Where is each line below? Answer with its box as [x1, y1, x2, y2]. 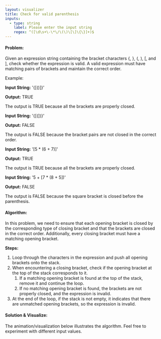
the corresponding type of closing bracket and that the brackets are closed [5, 225, 155, 231]
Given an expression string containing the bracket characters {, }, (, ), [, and [5, 55, 156, 61]
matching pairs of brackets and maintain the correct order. [5, 66, 122, 72]
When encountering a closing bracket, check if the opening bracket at [12, 265, 152, 271]
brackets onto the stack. [12, 260, 61, 266]
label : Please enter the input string [14, 25, 92, 30]
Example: [5, 75, 24, 81]
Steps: [5, 245, 18, 251]
